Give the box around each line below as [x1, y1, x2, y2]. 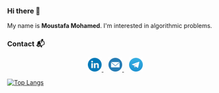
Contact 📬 [7, 39, 45, 49]
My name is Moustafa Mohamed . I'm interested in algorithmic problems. [7, 22, 213, 30]
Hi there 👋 [7, 6, 41, 16]
